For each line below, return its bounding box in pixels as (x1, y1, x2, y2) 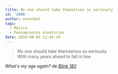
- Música (9, 26, 28, 31)
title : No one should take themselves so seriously (5, 7, 113, 12)
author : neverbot (5, 16, 41, 21)
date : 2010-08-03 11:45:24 (5, 35, 60, 40)
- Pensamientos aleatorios (9, 30, 65, 35)
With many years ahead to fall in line (17, 53, 91, 59)
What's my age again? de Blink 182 (5, 63, 77, 69)
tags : (5, 21, 16, 26)
